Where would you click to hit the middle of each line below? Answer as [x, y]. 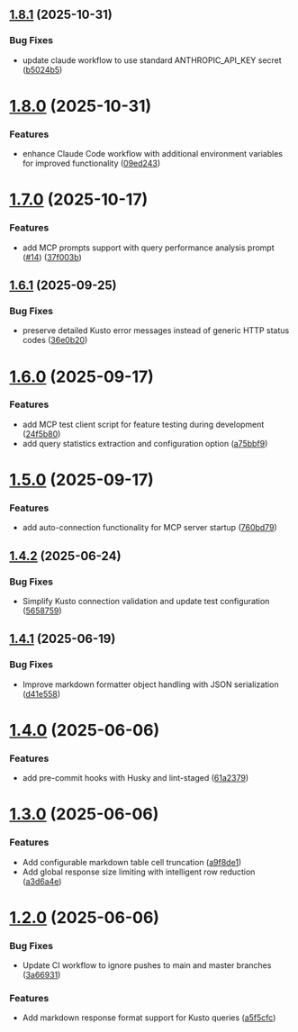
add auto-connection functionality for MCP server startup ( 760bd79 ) [149, 528]
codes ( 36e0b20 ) [55, 340]
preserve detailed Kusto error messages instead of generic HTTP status [156, 330]
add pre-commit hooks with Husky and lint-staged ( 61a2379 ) [135, 778]
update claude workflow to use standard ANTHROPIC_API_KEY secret [152, 60]
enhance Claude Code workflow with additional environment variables [153, 154]
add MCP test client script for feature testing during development [143, 424]
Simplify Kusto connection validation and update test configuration [146, 601]
